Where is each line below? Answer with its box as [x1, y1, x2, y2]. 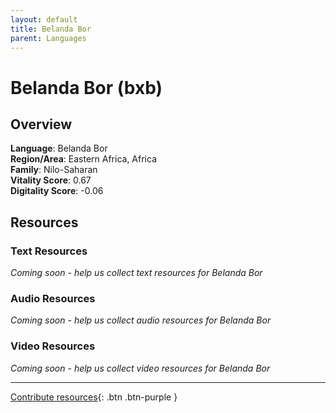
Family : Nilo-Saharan [10, 164, 98, 176]
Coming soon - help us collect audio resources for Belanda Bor [10, 314, 272, 326]
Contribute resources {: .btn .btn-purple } [10, 391, 178, 403]
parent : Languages [10, 33, 87, 43]
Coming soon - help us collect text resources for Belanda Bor [10, 267, 263, 279]
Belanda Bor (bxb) [10, 76, 163, 99]
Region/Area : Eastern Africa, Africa [10, 153, 158, 165]
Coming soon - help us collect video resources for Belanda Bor [10, 362, 271, 374]
